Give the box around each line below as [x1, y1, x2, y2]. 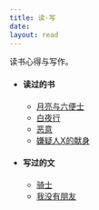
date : [9, 22, 30, 31]
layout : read [9, 30, 59, 39]
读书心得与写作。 [9, 56, 74, 67]
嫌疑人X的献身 [35, 135, 91, 145]
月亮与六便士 [35, 101, 84, 112]
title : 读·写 [9, 13, 56, 23]
